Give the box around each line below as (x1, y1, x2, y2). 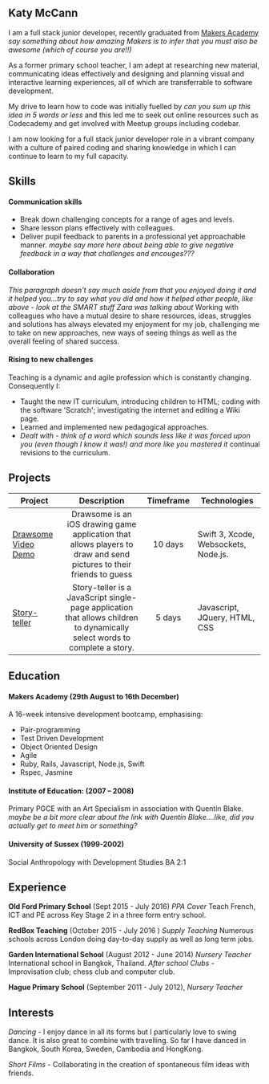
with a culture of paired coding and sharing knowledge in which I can (8, 142, 236, 152)
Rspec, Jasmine (19, 768, 74, 777)
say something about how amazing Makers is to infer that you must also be (8, 36, 258, 46)
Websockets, (197, 538, 247, 549)
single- (109, 592, 138, 603)
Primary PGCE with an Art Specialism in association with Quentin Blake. (8, 804, 244, 813)
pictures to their (71, 558, 132, 569)
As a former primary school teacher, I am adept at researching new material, (8, 60, 260, 70)
